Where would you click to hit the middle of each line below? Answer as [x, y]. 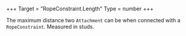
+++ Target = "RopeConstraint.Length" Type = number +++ [80, 9]
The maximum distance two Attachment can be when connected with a [94, 20]
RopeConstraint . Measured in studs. [50, 27]
